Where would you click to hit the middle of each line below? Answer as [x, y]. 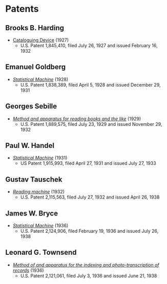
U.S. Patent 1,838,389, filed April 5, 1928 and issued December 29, [90, 84]
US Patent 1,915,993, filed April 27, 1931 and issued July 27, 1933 [88, 163]
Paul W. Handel [30, 146]
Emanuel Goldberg [36, 67]
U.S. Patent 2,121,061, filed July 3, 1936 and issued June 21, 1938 [89, 276]
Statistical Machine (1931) [40, 158]
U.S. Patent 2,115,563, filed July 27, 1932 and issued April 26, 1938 [90, 197]
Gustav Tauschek [34, 179]
